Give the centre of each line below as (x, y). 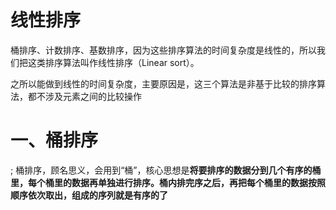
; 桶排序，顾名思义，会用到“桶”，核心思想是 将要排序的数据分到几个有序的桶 (166, 170)
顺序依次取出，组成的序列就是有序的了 (89, 195)
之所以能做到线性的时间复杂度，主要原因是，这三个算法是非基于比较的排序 (163, 83)
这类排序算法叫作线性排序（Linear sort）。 (113, 62)
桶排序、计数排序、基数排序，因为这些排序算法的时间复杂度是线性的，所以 (163, 50)
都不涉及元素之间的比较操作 (84, 96)
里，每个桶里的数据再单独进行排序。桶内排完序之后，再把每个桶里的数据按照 (168, 182)
